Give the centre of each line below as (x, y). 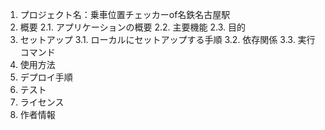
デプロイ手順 (46, 77)
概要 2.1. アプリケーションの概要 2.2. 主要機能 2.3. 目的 (132, 27)
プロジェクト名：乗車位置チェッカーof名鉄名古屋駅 (125, 14)
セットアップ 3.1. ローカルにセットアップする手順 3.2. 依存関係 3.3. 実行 (167, 39)
